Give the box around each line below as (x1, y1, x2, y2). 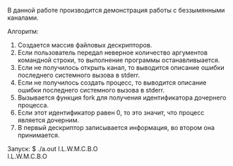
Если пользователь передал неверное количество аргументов (17, 49, 208, 57)
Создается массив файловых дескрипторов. (17, 41, 153, 49)
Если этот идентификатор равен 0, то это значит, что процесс (17, 109, 205, 117)
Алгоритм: (7, 28, 39, 35)
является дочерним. (17, 116, 80, 124)
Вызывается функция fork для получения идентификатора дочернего (17, 93, 227, 102)
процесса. (17, 101, 49, 109)
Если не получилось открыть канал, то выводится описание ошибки (17, 64, 225, 71)
